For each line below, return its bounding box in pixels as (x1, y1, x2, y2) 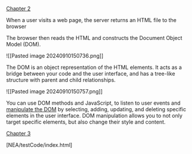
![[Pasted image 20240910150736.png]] (6, 52, 104, 59)
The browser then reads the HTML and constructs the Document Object (6, 34, 182, 41)
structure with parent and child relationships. (6, 77, 116, 83)
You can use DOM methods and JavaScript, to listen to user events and (6, 99, 181, 106)
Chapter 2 (6, 5, 31, 12)
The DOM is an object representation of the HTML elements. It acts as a (6, 64, 182, 71)
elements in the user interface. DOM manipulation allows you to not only (6, 112, 183, 119)
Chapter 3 (6, 130, 31, 137)
